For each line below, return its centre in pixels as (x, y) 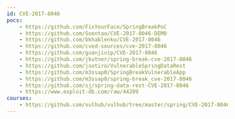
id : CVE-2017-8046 (33, 14)
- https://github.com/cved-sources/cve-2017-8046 (93, 46)
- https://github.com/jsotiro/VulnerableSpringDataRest (103, 66)
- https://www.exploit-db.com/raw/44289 (79, 92)
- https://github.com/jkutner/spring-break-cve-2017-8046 (106, 59)
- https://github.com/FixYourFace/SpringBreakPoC (93, 27)
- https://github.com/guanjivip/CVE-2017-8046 (88, 53)
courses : (19, 99)
